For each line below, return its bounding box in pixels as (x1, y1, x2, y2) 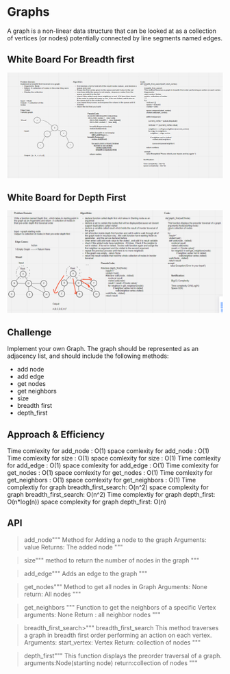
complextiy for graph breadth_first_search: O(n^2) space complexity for (7, 483, 209, 491)
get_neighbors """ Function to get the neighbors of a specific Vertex (23, 603, 216, 611)
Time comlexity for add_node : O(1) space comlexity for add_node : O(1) (7, 446, 210, 455)
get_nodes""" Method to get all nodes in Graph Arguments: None (23, 582, 207, 591)
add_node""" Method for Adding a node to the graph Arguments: (23, 535, 207, 544)
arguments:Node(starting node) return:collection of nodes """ (23, 658, 198, 667)
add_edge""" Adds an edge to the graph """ (23, 569, 148, 578)
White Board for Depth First (7, 192, 127, 203)
